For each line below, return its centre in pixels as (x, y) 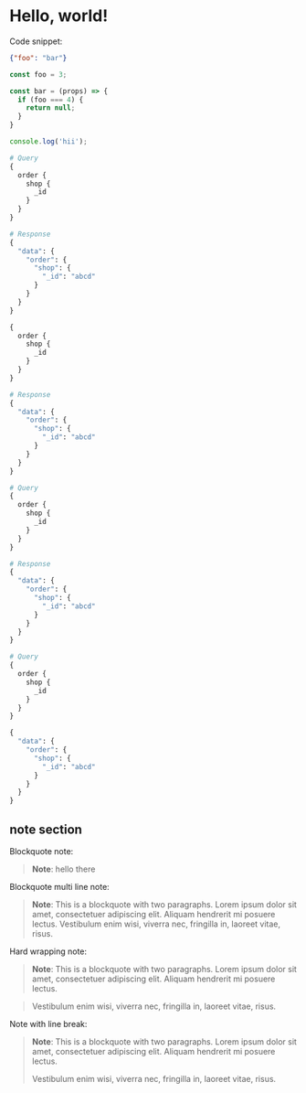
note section (46, 829)
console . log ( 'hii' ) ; (49, 142)
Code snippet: (36, 41)
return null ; (51, 108)
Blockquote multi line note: (59, 887)
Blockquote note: (42, 851)
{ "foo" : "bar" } (38, 58)
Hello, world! (59, 16)
